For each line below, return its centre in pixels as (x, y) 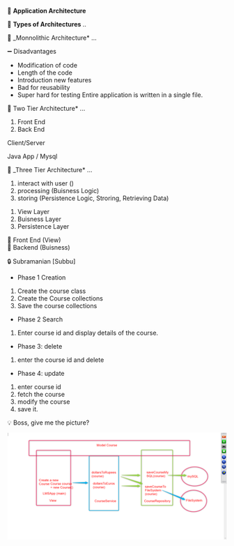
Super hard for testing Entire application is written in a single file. (110, 95)
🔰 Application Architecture (47, 11)
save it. (28, 409)
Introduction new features (54, 80)
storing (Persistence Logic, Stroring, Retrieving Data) (93, 198)
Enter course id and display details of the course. (88, 333)
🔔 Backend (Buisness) (39, 247)
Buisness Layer (39, 219)
